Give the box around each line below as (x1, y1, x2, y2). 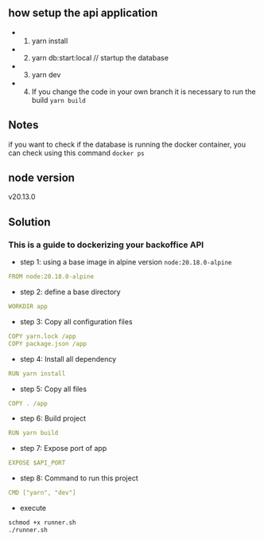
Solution (8, 215, 51, 229)
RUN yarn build (8, 429, 59, 437)
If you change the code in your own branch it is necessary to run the (31, 87, 256, 96)
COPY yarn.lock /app (8, 332, 77, 340)
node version (8, 171, 76, 185)
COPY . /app (8, 399, 48, 407)
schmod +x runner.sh (8, 519, 77, 527)
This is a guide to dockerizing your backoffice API (8, 239, 204, 250)
